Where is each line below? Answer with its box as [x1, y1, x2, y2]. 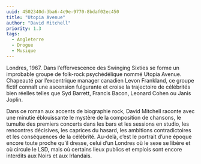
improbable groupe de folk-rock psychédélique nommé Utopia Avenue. [6, 70, 182, 78]
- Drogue [11, 42, 34, 48]
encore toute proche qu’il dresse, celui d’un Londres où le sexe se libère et [6, 139, 191, 147]
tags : [6, 31, 20, 37]
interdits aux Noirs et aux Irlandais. [6, 152, 92, 159]
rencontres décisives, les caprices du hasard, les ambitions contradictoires [6, 126, 191, 133]
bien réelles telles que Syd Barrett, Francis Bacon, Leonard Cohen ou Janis [6, 89, 191, 96]
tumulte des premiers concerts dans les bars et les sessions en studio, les [6, 120, 190, 127]
